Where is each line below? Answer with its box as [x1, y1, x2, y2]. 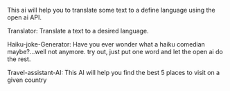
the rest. [7, 55, 31, 63]
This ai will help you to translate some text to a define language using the [7, 6, 216, 14]
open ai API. [7, 13, 42, 22]
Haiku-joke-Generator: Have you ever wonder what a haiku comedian [7, 40, 206, 48]
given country [7, 76, 47, 84]
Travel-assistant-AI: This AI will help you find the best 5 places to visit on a [7, 69, 220, 76]
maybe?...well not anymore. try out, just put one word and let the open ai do [7, 48, 223, 56]
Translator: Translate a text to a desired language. [7, 27, 149, 35]
